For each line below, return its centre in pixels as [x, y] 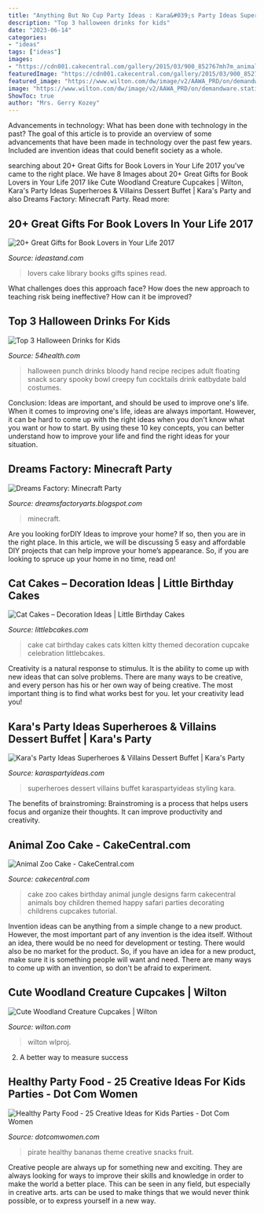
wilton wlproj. [49, 1042]
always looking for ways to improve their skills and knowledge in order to [126, 1175]
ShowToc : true [31, 96]
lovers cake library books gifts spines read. [97, 273]
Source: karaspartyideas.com [56, 773]
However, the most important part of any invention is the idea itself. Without [130, 934]
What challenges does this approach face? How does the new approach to [129, 288]
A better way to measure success [74, 1057]
